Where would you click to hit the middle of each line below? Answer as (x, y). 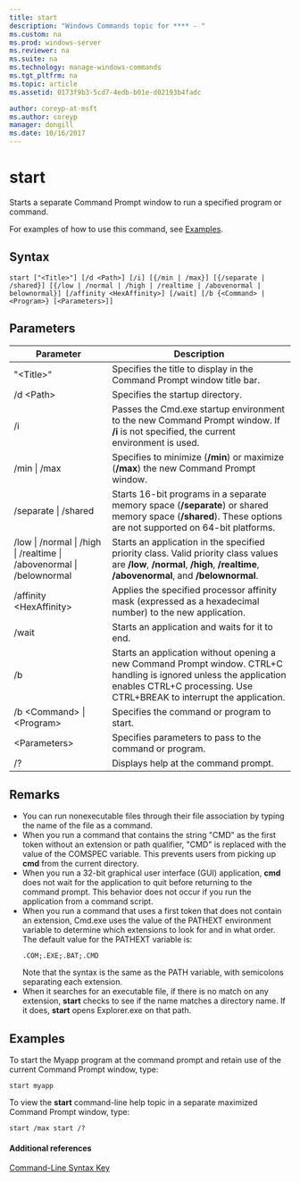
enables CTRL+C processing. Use (182, 686)
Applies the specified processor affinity (194, 590)
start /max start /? (48, 1128)
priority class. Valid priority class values (195, 553)
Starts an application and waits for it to (192, 626)
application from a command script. (87, 901)
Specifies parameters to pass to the (186, 737)
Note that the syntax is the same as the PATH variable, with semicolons (153, 972)
